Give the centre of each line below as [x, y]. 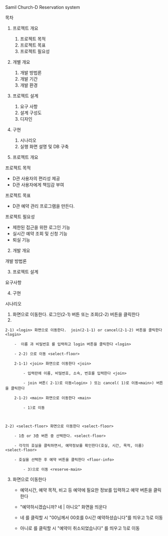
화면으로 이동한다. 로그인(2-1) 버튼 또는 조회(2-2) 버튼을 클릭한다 [76, 314]
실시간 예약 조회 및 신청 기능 [40, 233]
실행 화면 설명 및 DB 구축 [44, 147]
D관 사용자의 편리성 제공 [36, 178]
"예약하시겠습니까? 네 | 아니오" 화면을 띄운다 [63, 507]
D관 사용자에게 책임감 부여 [38, 185]
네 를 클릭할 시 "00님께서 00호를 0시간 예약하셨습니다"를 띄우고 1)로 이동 [91, 517]
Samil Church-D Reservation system [43, 7]
